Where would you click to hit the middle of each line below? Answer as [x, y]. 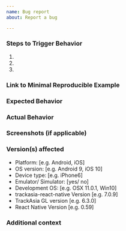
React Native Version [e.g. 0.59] [54, 207]
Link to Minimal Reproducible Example [63, 85]
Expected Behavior [34, 101]
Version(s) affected [35, 149]
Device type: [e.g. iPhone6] [49, 175]
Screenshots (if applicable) [46, 133]
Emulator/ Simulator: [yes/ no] [52, 181]
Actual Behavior [30, 117]
